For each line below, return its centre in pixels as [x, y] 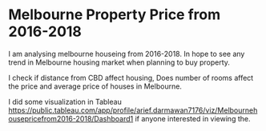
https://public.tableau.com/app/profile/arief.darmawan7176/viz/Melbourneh [133, 110]
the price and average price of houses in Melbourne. [95, 86]
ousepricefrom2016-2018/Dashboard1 [71, 118]
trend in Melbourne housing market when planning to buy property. [119, 62]
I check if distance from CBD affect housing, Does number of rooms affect [131, 77]
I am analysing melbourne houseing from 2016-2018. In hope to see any [127, 54]
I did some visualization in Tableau [65, 101]
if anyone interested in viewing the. [193, 118]
